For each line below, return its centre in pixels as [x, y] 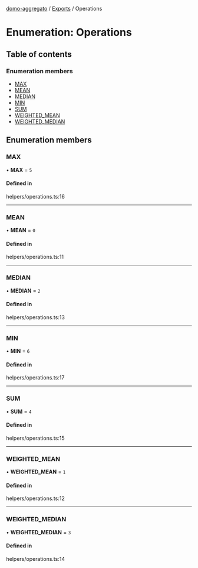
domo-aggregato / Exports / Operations [54, 9]
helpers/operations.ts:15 [35, 438]
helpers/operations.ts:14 [36, 559]
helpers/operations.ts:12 [35, 498]
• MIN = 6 [18, 351]
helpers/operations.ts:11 [35, 257]
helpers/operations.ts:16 [35, 196]
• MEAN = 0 [21, 231]
